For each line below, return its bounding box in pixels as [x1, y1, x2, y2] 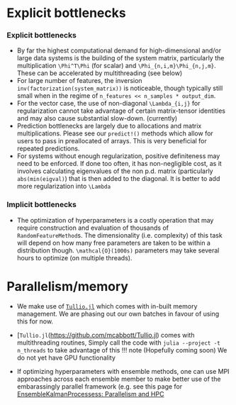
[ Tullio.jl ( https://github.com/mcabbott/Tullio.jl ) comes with [16, 331, 195, 339]
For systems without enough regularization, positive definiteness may [16, 152, 220, 160]
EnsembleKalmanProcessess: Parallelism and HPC [16, 389, 164, 398]
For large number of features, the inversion [16, 77, 142, 85]
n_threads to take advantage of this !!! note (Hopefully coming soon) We [16, 345, 227, 354]
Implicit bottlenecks [6, 200, 77, 210]
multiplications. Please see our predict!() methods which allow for [16, 129, 213, 138]
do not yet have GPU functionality [16, 353, 116, 362]
